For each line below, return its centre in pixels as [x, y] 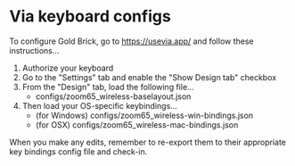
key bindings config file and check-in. [78, 151]
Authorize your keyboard [68, 68]
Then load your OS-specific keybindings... [100, 105]
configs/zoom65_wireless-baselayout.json [113, 96]
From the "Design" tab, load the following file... [108, 87]
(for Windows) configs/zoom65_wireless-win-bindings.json [144, 115]
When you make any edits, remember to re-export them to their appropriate [148, 142]
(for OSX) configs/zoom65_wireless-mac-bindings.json [137, 124]
